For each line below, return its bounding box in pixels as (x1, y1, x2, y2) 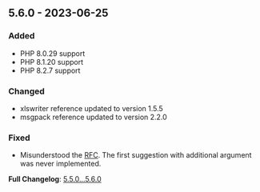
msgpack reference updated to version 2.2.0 (19, 112, 168, 122)
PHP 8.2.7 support (19, 66, 81, 75)
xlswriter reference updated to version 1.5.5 (19, 103, 164, 113)
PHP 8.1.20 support (19, 57, 84, 66)
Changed (8, 86, 46, 97)
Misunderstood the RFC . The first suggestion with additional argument (19, 150, 252, 160)
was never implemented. (19, 159, 102, 169)
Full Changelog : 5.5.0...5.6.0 (8, 174, 102, 184)
